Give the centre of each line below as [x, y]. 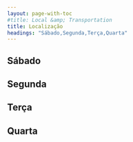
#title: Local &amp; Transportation [60, 20]
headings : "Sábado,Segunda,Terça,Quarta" [68, 33]
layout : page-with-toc [40, 13]
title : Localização [35, 26]
